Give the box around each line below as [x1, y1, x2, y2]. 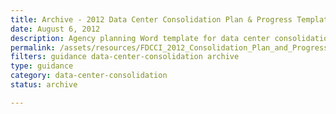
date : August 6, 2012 [10, 24, 101, 34]
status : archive [10, 80, 78, 90]
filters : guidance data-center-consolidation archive [10, 52, 240, 62]
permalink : [10, 42, 56, 53]
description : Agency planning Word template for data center [10, 33, 271, 43]
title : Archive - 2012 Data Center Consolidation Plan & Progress [10, 14, 293, 25]
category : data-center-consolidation [10, 71, 168, 81]
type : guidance [10, 61, 74, 71]
